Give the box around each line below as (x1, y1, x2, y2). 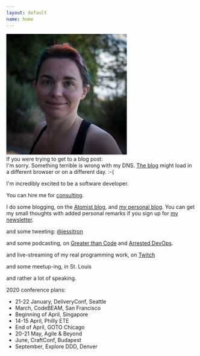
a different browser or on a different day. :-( (6, 168, 114, 175)
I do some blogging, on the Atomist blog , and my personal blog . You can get (6, 203, 195, 211)
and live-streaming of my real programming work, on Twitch (6, 251, 155, 258)
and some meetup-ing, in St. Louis (6, 262, 92, 270)
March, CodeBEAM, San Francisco (14, 304, 101, 311)
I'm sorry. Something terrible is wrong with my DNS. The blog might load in (6, 162, 192, 169)
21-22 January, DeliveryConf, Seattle (14, 297, 107, 305)
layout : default (6, 10, 47, 16)
